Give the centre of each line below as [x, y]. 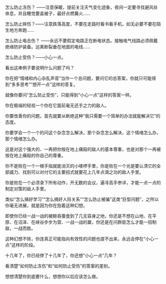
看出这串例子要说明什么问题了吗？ [40, 68]
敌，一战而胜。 [20, 228]
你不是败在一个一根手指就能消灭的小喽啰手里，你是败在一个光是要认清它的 [81, 166]
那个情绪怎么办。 [22, 139]
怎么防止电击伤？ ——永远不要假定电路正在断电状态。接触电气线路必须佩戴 [82, 41]
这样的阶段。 [25, 245]
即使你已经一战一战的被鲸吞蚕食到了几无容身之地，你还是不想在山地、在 [79, 216]
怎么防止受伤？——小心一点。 [35, 57]
